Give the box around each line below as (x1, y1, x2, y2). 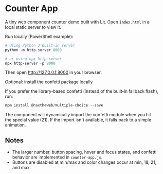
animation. (5, 122, 26, 128)
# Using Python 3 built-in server (5, 43, 75, 48)
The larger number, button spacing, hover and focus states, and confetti (12, 149, 157, 155)
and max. (12, 165, 31, 171)
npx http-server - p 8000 (5, 61, 55, 66)
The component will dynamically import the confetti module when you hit (5, 112, 152, 118)
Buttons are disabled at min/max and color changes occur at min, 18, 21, (12, 159, 157, 165)
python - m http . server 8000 (5, 47, 62, 52)
